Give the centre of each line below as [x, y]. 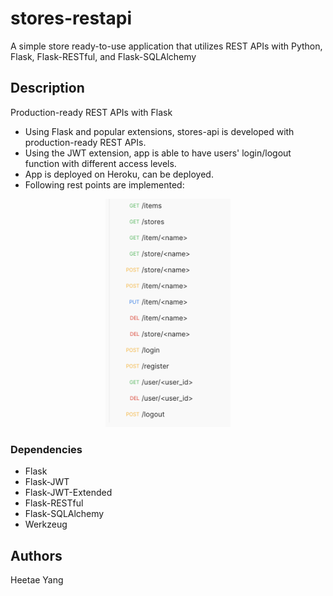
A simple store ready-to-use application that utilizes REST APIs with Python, [166, 46]
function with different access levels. [100, 163]
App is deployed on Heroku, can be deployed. [119, 174]
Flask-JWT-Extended [68, 493]
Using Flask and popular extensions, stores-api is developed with [159, 131]
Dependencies [46, 449]
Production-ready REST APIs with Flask [91, 112]
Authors [36, 555]
